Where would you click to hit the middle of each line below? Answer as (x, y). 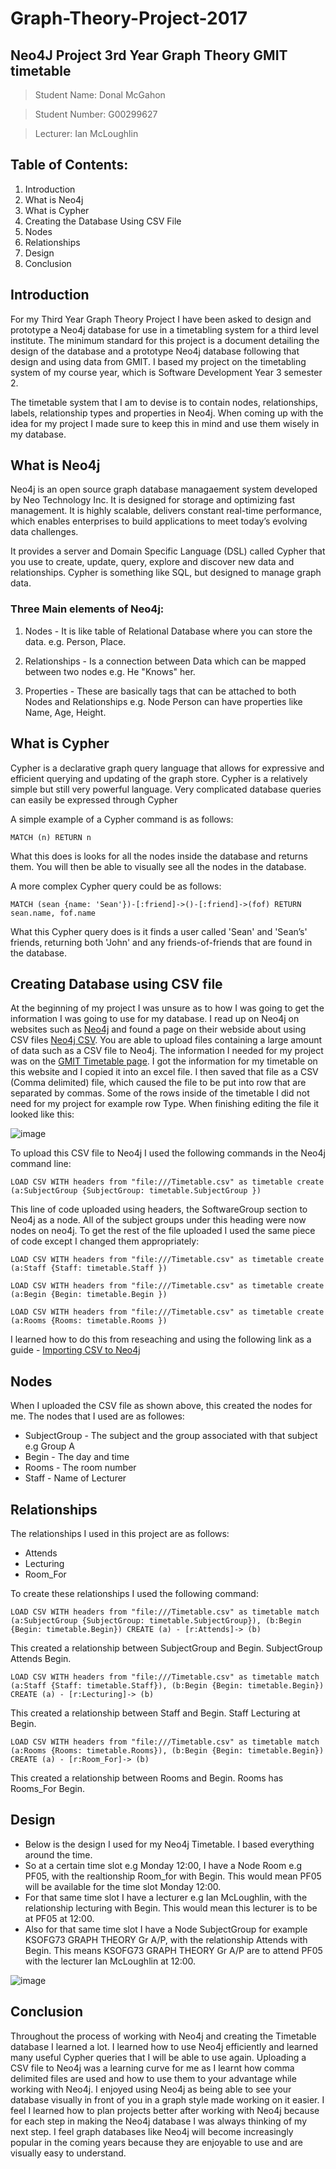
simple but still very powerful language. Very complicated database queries (166, 789)
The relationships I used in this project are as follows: (120, 1533)
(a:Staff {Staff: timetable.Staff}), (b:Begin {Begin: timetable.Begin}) (167, 1685)
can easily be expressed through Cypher (94, 799)
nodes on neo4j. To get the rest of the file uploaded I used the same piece (163, 1231)
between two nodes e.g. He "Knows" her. (110, 671)
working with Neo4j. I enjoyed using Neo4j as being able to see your (151, 2089)
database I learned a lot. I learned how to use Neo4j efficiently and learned (164, 2046)
